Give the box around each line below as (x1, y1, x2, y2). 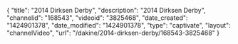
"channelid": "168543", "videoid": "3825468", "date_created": (6, 13, 188, 22)
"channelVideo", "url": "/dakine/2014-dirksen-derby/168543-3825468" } (6, 28, 220, 37)
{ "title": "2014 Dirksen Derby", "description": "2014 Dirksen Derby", (6, 6, 206, 14)
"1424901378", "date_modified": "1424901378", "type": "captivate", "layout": (6, 21, 231, 29)
